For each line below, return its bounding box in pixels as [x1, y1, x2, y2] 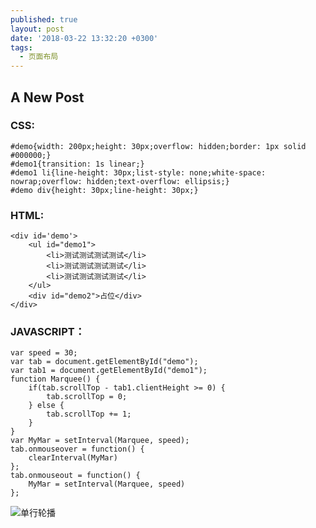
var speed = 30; [10, 348, 78, 358]
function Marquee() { [10, 374, 101, 385]
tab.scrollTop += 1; [46, 409, 132, 420]
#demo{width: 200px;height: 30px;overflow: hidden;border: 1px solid [10, 141, 307, 151]
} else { [28, 401, 65, 411]
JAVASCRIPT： [10, 325, 86, 339]
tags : [10, 42, 33, 53]
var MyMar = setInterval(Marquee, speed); [10, 436, 190, 446]
